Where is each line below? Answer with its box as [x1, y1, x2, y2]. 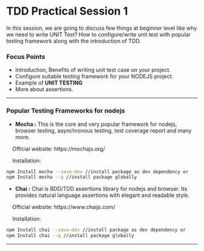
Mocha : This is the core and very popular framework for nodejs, [15, 120, 177, 128]
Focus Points [6, 52, 46, 61]
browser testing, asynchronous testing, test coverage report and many [15, 126, 192, 134]
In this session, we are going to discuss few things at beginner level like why [6, 24, 197, 32]
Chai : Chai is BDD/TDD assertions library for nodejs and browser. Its [15, 185, 188, 193]
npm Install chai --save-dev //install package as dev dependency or [6, 227, 186, 233]
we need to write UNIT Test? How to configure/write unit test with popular [6, 30, 191, 38]
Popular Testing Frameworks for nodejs [6, 106, 126, 115]
